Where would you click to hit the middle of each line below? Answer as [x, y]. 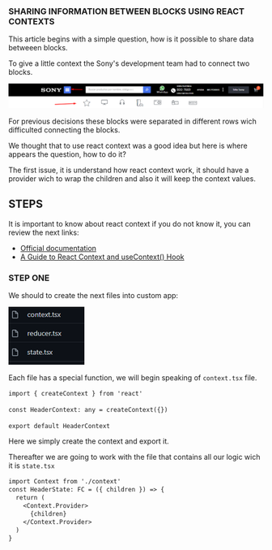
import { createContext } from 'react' [76, 394]
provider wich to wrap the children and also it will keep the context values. [132, 179]
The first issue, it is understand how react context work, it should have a [129, 170]
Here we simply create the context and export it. [89, 441]
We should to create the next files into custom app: [93, 296]
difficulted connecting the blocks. [64, 130]
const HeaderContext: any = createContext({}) [88, 410]
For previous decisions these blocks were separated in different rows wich [132, 121]
